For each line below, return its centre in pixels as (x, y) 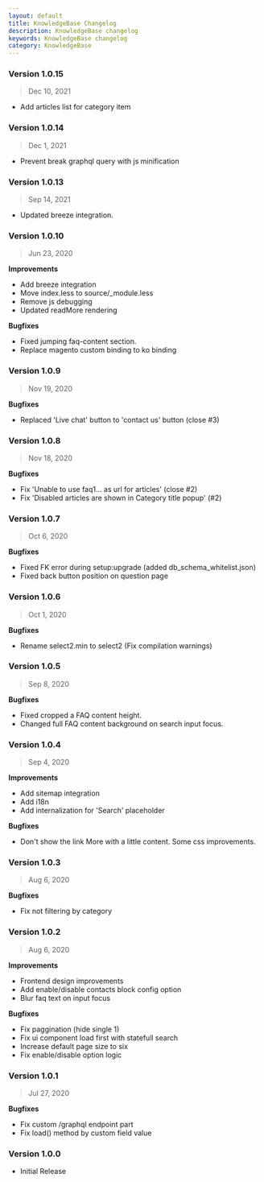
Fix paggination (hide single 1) (70, 1029)
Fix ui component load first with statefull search (99, 1037)
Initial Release (43, 1172)
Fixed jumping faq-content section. (78, 341)
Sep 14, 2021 (49, 200)
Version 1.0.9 (35, 371)
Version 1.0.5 (35, 667)
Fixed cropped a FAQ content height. (81, 715)
